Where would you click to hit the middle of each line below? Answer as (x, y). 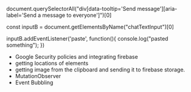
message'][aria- (157, 9)
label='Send (21, 15)
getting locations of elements (52, 63)
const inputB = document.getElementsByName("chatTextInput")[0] (90, 27)
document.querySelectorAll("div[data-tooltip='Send (71, 9)
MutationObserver (38, 76)
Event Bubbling (34, 82)
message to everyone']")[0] (77, 15)
